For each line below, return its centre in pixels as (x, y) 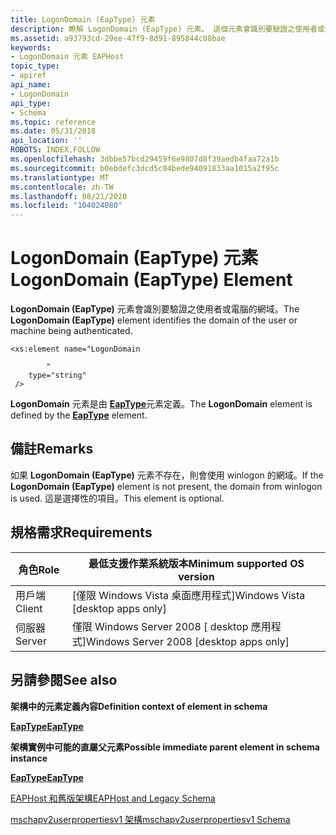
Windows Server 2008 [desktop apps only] (188, 641)
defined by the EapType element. (79, 415)
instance (29, 758)
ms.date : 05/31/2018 (53, 131)
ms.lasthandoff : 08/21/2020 (69, 196)
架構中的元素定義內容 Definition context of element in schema (139, 706)
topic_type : (35, 66)
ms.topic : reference (53, 122)
